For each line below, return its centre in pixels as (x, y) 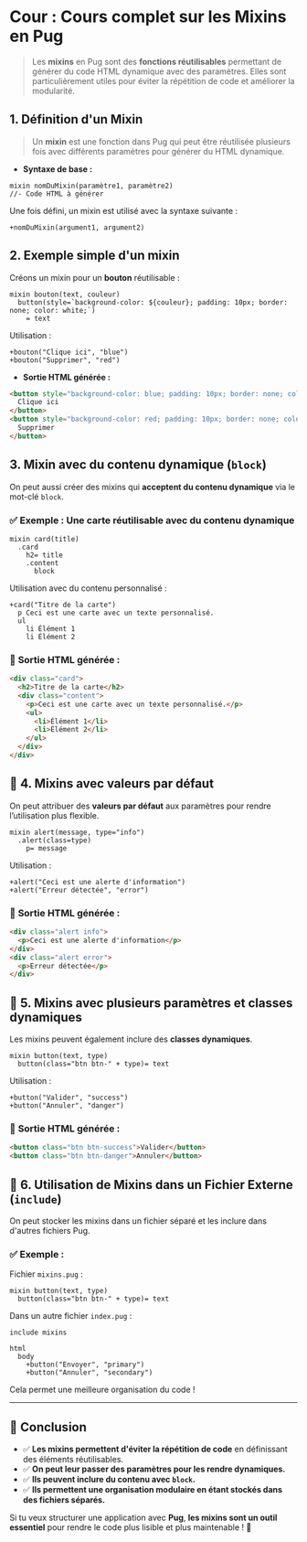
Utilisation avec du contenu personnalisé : (88, 588)
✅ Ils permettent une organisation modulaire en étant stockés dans (153, 1490)
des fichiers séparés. (64, 1500)
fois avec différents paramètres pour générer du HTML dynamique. (158, 151)
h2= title (45, 555)
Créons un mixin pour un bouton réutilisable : (95, 277)
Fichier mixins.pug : (47, 1274)
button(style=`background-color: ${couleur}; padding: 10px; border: (153, 302)
